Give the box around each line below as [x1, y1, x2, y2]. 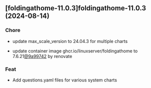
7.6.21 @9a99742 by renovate [12, 53, 72, 59]
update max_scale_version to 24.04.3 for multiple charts [12, 38, 128, 44]
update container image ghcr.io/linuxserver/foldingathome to [12, 47, 138, 54]
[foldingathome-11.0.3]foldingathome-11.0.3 [5, 4, 146, 12]
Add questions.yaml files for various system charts [12, 77, 117, 83]
